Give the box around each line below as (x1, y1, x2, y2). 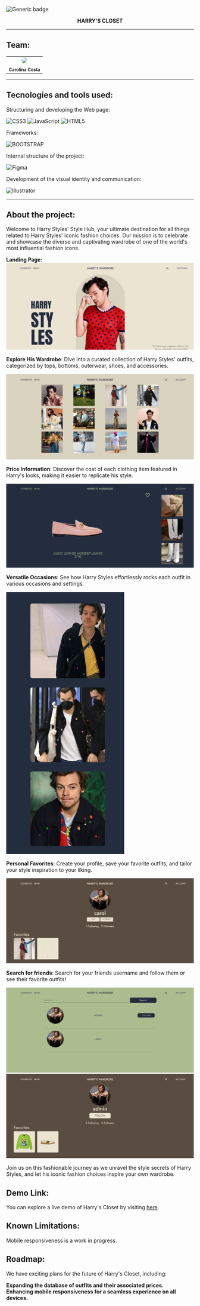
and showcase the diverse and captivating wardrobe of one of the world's (6, 238, 187, 245)
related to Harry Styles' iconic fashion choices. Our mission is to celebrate (6, 232, 188, 239)
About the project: (6, 210, 76, 220)
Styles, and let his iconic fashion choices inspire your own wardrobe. (6, 1170, 175, 1178)
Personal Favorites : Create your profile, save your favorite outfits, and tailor (6, 860, 192, 867)
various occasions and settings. (6, 580, 85, 588)
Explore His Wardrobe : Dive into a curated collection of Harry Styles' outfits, (6, 355, 194, 362)
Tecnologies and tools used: (6, 90, 113, 100)
